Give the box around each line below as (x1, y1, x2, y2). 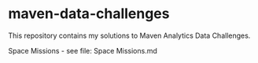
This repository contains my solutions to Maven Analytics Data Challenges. (8, 31, 251, 40)
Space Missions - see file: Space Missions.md (8, 46, 157, 55)
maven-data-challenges (8, 5, 170, 23)
